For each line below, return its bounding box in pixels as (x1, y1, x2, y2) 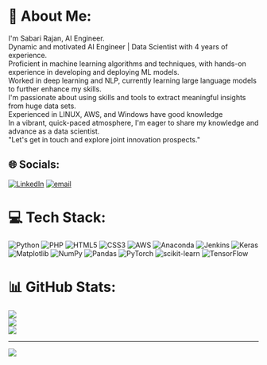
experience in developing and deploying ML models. (8, 67, 180, 76)
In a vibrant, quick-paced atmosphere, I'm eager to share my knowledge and (8, 118, 259, 127)
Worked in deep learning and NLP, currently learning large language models (8, 76, 257, 85)
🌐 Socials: (8, 158, 60, 172)
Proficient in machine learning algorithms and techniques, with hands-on (8, 59, 246, 68)
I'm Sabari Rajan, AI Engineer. (8, 33, 105, 43)
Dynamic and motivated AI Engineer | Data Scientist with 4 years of (8, 41, 228, 51)
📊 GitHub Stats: (8, 278, 117, 296)
